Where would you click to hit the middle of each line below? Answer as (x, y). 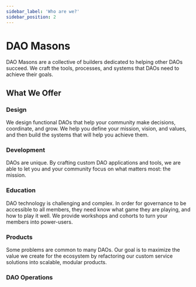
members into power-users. (39, 222)
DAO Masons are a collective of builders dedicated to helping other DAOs (94, 62)
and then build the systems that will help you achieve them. (78, 135)
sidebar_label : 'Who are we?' (43, 11)
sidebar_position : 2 (31, 17)
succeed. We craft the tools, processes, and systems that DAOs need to (93, 69)
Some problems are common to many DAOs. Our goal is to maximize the (93, 250)
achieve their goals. (30, 74)
